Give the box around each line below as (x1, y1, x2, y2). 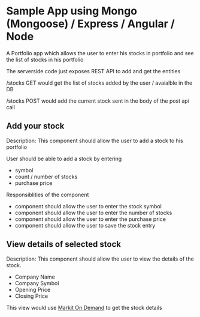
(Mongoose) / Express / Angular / (6, 17, 175, 31)
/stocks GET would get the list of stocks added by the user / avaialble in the (6, 79, 193, 86)
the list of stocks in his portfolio (6, 56, 84, 63)
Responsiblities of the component (6, 191, 89, 198)
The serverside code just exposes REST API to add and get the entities (6, 67, 181, 74)
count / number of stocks (14, 173, 78, 180)
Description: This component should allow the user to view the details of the (6, 255, 195, 262)
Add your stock (6, 121, 65, 131)
